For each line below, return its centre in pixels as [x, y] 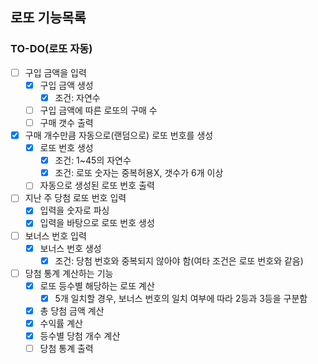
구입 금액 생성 [66, 85]
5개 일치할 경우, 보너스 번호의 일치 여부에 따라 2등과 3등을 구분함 [181, 298]
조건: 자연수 [77, 97]
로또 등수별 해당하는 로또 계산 [97, 285]
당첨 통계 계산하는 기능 [69, 273]
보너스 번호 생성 [70, 248]
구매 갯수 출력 [66, 122]
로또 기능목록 [48, 18]
